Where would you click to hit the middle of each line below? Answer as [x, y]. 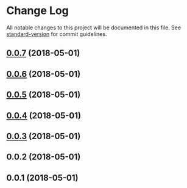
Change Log [37, 11]
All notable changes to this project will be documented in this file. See [94, 27]
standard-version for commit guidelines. [57, 34]
